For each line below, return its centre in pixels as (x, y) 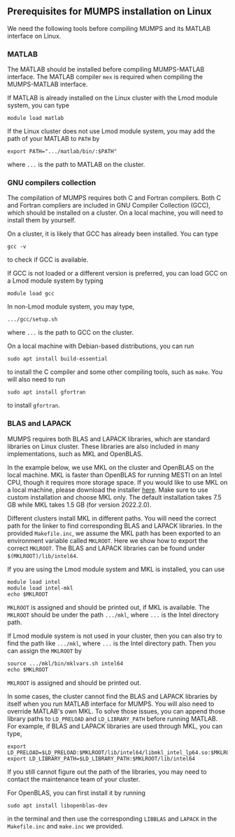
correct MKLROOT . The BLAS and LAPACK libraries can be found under (106, 548)
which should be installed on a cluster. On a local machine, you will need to (115, 213)
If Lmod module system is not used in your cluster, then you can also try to (115, 636)
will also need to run (36, 380)
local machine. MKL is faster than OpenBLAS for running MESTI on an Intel (115, 475)
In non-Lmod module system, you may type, (71, 307)
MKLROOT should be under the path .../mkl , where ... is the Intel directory (113, 615)
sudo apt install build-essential (58, 359)
